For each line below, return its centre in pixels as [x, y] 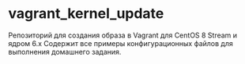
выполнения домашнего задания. [65, 52]
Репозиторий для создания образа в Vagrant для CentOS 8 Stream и [123, 35]
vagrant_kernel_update [86, 14]
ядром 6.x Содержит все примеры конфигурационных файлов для [121, 43]
